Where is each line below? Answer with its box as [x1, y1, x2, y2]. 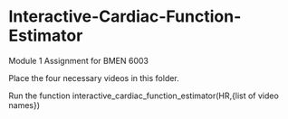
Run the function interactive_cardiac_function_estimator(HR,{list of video [8, 90, 280, 101]
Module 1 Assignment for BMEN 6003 [8, 55, 149, 66]
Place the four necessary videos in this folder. [8, 72, 180, 83]
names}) [8, 99, 41, 110]
